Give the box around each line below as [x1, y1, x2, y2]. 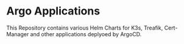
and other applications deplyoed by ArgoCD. [30, 30, 142, 37]
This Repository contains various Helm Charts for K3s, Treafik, [6, 24, 163, 31]
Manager [6, 30, 29, 37]
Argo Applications [6, 4, 101, 18]
